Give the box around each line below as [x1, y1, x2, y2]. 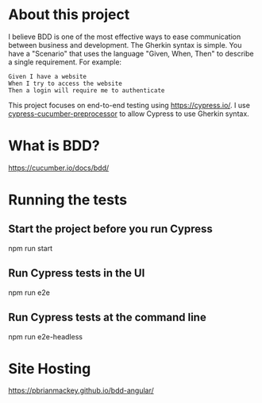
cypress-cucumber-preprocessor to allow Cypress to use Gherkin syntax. [8, 109, 250, 118]
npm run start [8, 243, 53, 253]
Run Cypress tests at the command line [8, 311, 206, 324]
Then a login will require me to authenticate [8, 86, 165, 95]
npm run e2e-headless [8, 331, 83, 341]
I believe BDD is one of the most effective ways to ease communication [8, 32, 241, 41]
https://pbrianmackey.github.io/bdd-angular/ [8, 386, 155, 395]
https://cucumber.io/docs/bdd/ [8, 163, 110, 172]
